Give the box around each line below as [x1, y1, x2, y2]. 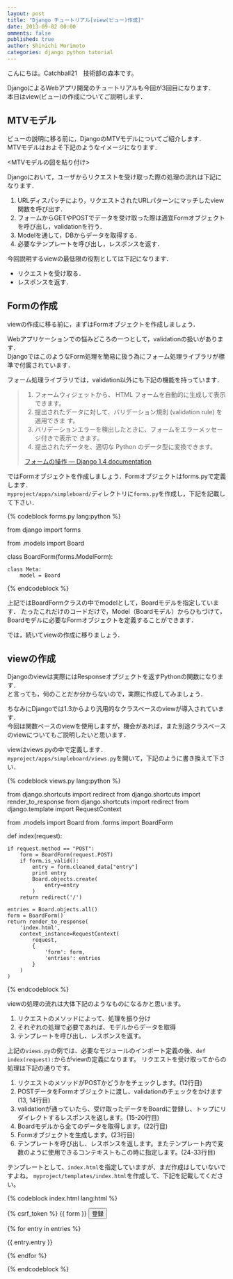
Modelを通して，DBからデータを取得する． [17, 231, 141, 239]
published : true [7, 36, 54, 43]
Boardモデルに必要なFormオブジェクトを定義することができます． [7, 616, 198, 624]
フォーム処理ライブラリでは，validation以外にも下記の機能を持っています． [7, 375, 223, 384]
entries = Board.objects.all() [7, 906, 98, 913]
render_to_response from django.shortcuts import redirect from [7, 797, 189, 806]
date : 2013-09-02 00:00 [7, 23, 77, 30]
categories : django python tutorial [7, 49, 113, 56]
